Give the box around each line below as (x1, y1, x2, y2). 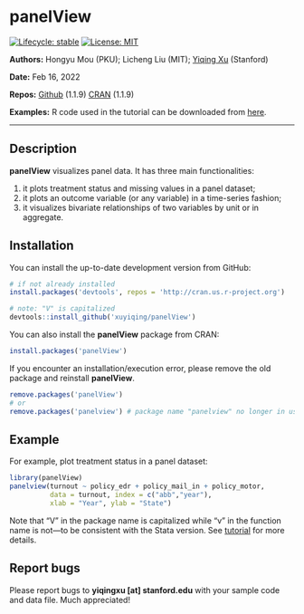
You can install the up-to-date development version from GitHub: (9, 262, 252, 273)
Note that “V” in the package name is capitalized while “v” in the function (9, 514, 282, 526)
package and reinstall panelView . (9, 372, 136, 383)
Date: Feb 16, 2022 (9, 71, 81, 82)
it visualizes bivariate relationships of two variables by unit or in (22, 202, 260, 213)
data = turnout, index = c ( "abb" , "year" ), (49, 491, 213, 500)
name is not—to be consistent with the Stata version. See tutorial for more (9, 524, 285, 535)
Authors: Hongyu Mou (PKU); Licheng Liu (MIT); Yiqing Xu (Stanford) (9, 53, 269, 64)
